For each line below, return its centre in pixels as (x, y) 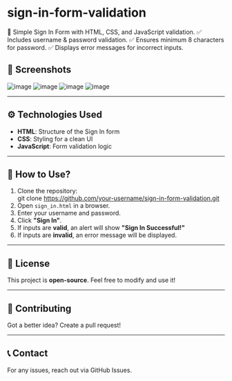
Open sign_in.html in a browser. (64, 206)
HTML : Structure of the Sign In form (68, 131)
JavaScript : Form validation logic (65, 146)
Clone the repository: (47, 191)
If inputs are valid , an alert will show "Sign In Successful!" (101, 228)
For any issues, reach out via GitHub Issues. (70, 370)
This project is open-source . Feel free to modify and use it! (91, 280)
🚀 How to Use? (39, 174)
